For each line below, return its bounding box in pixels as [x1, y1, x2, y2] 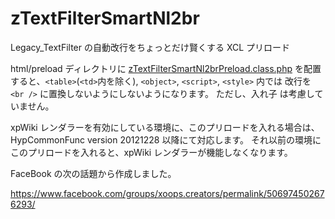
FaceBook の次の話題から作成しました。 [10, 167, 177, 179]
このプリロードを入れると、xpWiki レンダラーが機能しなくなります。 [10, 146, 293, 158]
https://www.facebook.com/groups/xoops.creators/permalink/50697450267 [10, 187, 325, 199]
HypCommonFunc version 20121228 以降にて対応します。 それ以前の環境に [10, 133, 322, 146]
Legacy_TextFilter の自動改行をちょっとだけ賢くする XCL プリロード [10, 41, 291, 53]
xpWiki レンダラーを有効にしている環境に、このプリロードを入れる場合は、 [10, 121, 320, 133]
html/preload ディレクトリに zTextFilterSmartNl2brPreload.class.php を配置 [10, 62, 322, 74]
